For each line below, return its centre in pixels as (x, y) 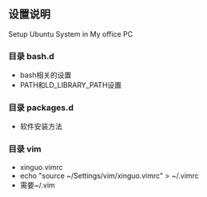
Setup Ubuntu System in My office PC (71, 33)
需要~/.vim (38, 185)
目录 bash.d (31, 56)
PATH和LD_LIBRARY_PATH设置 (71, 85)
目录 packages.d (41, 108)
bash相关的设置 (46, 75)
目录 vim (25, 149)
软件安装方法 (41, 127)
